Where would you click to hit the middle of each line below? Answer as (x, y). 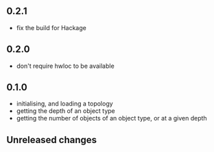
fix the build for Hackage (51, 27)
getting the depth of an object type (66, 111)
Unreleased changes (52, 140)
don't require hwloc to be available (65, 66)
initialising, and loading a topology (65, 104)
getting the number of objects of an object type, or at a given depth (111, 118)
